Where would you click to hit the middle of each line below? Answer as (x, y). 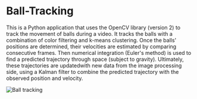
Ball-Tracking (40, 11)
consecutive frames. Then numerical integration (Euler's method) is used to (99, 52)
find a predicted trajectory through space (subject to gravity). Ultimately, (95, 59)
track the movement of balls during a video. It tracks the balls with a (89, 33)
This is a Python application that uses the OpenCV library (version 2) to (93, 27)
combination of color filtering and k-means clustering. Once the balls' (91, 40)
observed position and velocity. (45, 78)
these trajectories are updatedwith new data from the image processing (94, 65)
